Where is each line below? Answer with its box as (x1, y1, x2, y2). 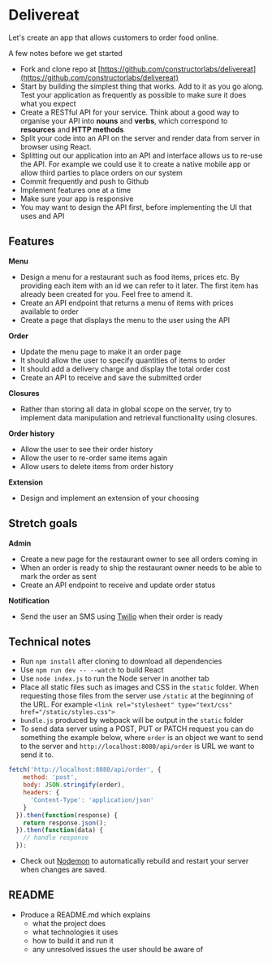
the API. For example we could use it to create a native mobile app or (19, 159, 251, 168)
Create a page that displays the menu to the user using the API (19, 315, 231, 324)
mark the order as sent (19, 571, 97, 581)
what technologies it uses (32, 927, 119, 937)
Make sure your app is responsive (19, 194, 134, 203)
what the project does (32, 918, 106, 928)
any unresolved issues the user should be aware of (32, 944, 204, 954)
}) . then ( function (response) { (15, 811, 118, 819)
